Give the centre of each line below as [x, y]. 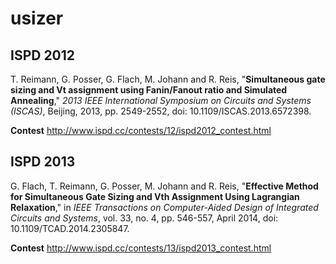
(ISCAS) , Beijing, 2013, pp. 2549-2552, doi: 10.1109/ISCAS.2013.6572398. [161, 111]
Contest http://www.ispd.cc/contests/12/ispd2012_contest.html [141, 130]
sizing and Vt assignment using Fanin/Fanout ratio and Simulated [149, 90]
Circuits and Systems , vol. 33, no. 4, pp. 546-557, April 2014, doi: [144, 218]
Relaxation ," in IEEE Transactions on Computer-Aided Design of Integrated [164, 207]
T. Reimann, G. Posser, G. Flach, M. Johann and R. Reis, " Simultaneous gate [168, 79]
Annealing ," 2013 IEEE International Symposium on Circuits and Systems [161, 100]
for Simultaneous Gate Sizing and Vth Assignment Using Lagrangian [155, 196]
